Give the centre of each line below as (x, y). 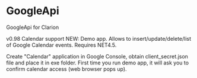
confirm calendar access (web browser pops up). (66, 69)
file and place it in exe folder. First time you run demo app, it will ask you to (97, 63)
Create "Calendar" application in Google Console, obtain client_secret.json (97, 56)
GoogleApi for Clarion (33, 27)
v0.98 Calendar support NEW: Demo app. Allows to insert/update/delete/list (99, 38)
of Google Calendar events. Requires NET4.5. (61, 45)
